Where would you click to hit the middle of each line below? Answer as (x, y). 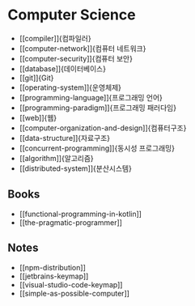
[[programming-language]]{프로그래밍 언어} (91, 97)
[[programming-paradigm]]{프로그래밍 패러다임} (98, 108)
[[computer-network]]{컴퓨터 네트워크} (83, 48)
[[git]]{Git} (36, 78)
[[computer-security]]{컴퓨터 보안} (76, 58)
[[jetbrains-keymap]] (54, 276)
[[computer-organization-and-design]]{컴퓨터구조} (103, 128)
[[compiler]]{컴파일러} (55, 38)
